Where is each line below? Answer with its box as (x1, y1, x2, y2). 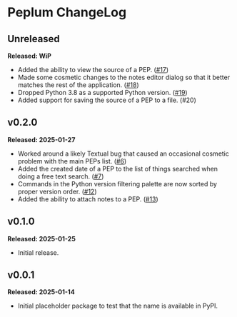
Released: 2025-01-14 (7, 288, 75, 296)
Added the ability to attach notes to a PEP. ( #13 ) (17, 194, 158, 203)
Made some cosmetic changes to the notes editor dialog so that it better (17, 73, 231, 81)
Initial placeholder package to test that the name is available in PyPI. (17, 301, 218, 311)
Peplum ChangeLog (7, 4, 127, 21)
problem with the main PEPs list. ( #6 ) (17, 156, 127, 165)
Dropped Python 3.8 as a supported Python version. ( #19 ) (17, 89, 188, 96)
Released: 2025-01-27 (7, 135, 76, 144)
